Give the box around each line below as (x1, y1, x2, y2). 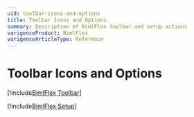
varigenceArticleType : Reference (7, 36, 104, 43)
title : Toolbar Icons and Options (7, 17, 107, 24)
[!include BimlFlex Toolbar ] (7, 89, 82, 97)
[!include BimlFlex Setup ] (7, 102, 78, 111)
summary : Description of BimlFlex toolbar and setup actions (7, 23, 188, 30)
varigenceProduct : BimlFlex (7, 29, 89, 37)
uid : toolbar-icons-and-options (7, 10, 100, 17)
